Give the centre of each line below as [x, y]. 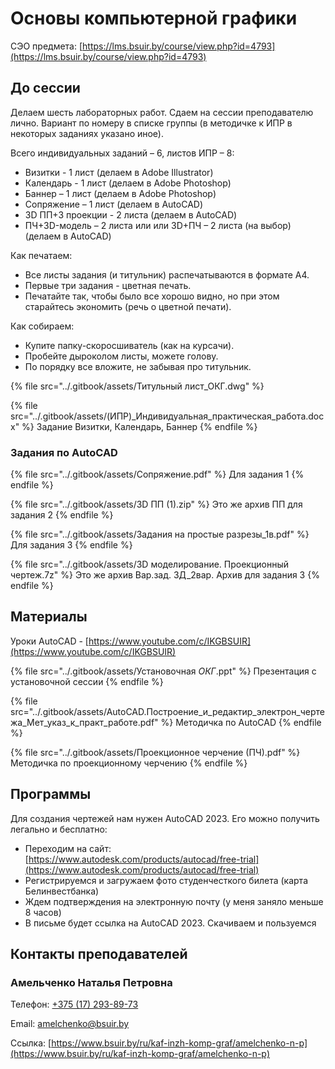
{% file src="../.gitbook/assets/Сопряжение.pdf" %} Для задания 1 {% [157, 474]
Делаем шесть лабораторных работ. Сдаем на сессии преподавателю [162, 112]
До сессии [45, 88]
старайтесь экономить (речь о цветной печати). [128, 306]
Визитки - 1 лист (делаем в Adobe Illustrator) [119, 172]
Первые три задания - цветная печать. [108, 285]
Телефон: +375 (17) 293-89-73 [74, 1004]
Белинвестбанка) [62, 891]
